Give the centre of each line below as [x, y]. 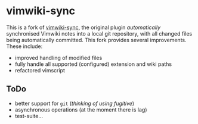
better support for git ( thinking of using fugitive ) [75, 103]
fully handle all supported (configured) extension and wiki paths [93, 64]
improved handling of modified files [58, 58]
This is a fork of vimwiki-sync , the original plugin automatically [83, 27]
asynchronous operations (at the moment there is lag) [81, 109]
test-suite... [29, 116]
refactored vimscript [40, 70]
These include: [24, 46]
